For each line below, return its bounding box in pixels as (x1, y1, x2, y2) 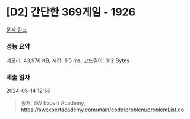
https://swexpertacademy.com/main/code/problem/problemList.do (20, 106, 185, 113)
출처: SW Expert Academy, (20, 99, 85, 107)
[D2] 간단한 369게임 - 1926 (6, 5, 135, 19)
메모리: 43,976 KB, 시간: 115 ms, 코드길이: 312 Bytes (6, 57, 129, 64)
